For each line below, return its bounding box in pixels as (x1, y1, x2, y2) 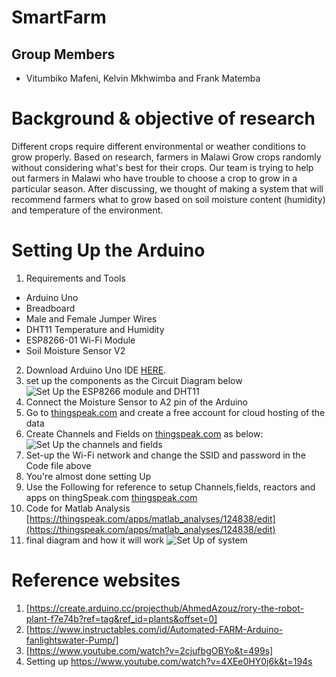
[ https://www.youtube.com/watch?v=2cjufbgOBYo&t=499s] (25, 644, 274, 656)
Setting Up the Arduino (11, 239, 206, 262)
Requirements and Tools (25, 272, 126, 284)
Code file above (25, 459, 92, 471)
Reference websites (11, 569, 181, 592)
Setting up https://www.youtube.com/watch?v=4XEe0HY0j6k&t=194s (25, 655, 313, 667)
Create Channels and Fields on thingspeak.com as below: (25, 427, 264, 440)
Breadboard (25, 302, 76, 314)
